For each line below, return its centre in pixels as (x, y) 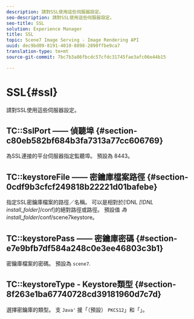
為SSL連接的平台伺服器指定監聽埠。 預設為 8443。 (70, 156)
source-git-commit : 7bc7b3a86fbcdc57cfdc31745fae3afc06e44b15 (86, 57)
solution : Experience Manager (44, 29)
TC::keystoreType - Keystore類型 (70, 285)
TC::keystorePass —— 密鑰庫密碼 (70, 238)
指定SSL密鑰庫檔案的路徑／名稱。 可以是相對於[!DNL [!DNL (80, 202)
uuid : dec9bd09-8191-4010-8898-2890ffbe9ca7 (63, 46)
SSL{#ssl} (32, 92)
